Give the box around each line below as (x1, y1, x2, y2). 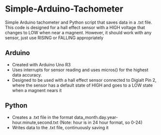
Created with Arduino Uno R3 (12, 61, 71, 67)
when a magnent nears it (12, 87, 62, 93)
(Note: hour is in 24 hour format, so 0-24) (59, 120, 143, 125)
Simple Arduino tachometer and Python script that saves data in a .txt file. (5, 19, 152, 25)
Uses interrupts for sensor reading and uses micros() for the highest (12, 67, 149, 73)
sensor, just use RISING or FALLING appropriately (5, 35, 104, 41)
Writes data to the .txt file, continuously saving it (12, 124, 109, 130)
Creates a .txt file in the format (12, 114, 73, 120)
